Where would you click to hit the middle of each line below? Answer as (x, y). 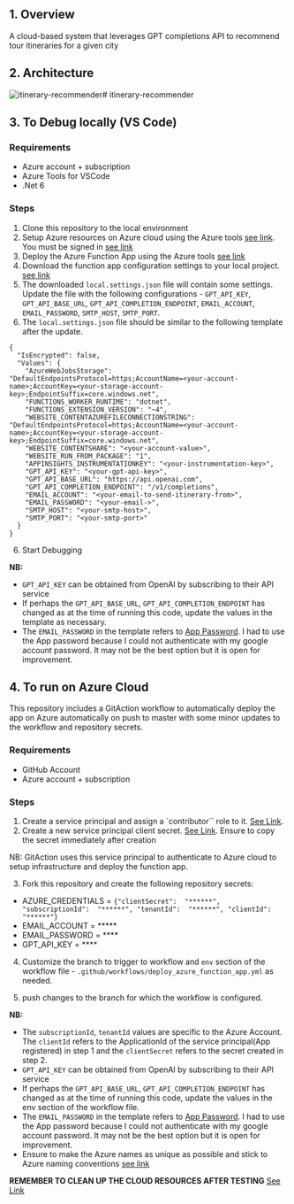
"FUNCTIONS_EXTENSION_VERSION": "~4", (96, 409)
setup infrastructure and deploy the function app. (98, 867)
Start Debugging (52, 550)
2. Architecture (52, 73)
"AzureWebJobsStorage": (69, 371)
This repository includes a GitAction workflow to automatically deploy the (142, 708)
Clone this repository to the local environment (105, 228)
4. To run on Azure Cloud (79, 687)
